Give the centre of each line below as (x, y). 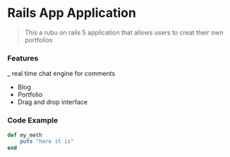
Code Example (33, 120)
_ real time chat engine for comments (61, 74)
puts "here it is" (47, 142)
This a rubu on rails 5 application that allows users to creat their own (124, 32)
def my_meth (25, 135)
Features (23, 58)
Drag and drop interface (53, 102)
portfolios (38, 39)
